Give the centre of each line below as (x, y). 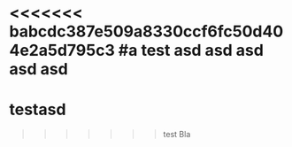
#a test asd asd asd (191, 50)
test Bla (177, 135)
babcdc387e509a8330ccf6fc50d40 (146, 31)
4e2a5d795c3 (62, 50)
